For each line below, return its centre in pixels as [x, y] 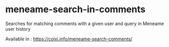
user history [18, 29]
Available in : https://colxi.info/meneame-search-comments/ [69, 39]
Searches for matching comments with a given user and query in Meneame [85, 24]
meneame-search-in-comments [76, 9]
